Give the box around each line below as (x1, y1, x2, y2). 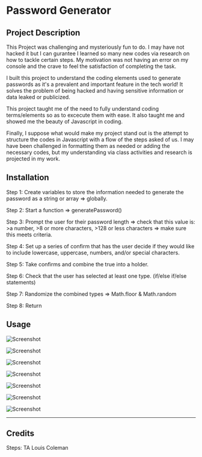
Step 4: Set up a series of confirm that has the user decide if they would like (6, 242, 195, 250)
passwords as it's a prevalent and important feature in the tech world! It (6, 81, 183, 88)
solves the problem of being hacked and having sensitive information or (6, 87, 184, 94)
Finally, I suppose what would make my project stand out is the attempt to (6, 130, 189, 136)
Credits (6, 428, 35, 439)
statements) (6, 278, 36, 286)
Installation (6, 173, 49, 183)
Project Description (6, 28, 81, 38)
